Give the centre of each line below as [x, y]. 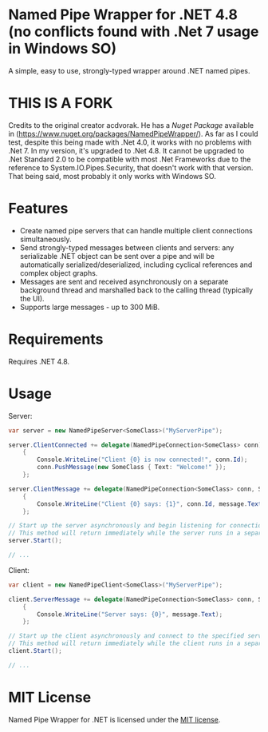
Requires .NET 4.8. [39, 361]
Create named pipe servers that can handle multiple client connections [136, 230]
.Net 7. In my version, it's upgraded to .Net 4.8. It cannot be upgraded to [126, 150]
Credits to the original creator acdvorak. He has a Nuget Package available [131, 125]
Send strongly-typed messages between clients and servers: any [127, 247]
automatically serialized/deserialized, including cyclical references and [136, 265]
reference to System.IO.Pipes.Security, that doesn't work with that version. [131, 167]
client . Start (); [35, 651]
